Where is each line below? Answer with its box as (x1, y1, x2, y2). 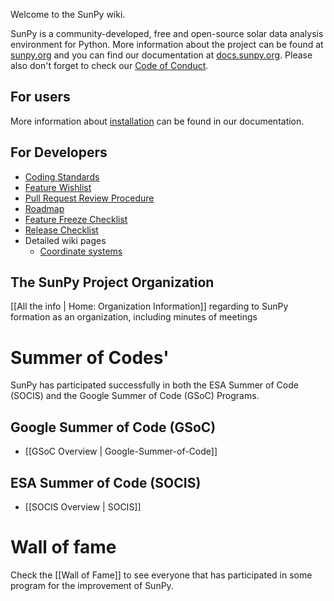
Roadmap (24, 202, 65, 214)
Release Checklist (24, 224, 99, 236)
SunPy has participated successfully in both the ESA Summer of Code (10, 379, 299, 391)
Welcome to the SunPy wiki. (10, 9, 126, 20)
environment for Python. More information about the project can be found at (10, 39, 324, 50)
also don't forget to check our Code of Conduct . (10, 60, 209, 71)
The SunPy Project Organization (10, 274, 215, 291)
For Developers (10, 144, 108, 161)
